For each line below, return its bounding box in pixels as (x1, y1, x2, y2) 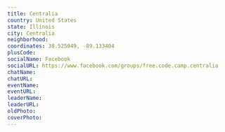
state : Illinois (7, 23, 55, 30)
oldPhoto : (7, 108, 37, 115)
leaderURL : (7, 101, 39, 108)
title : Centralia (7, 10, 58, 17)
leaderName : (7, 95, 42, 102)
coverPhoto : (7, 114, 42, 121)
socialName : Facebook (7, 56, 71, 63)
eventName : (7, 82, 39, 89)
